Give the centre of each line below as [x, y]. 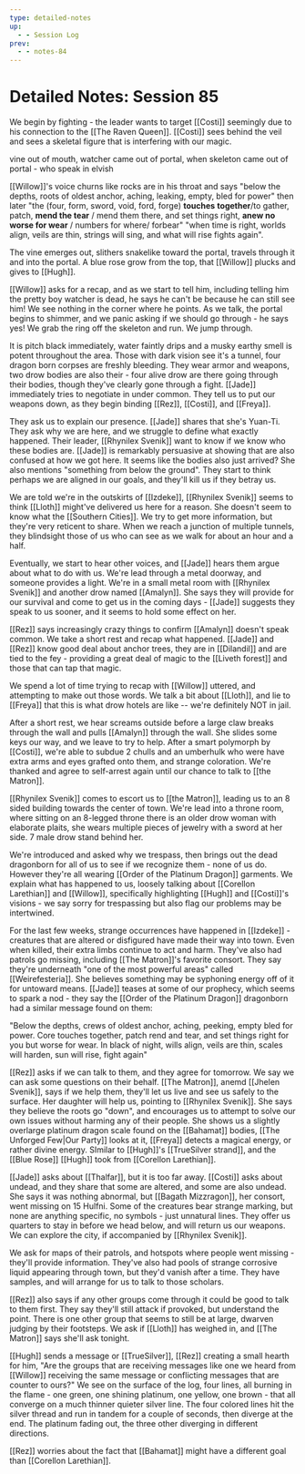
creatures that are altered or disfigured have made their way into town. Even [152, 940]
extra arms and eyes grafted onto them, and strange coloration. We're [140, 762]
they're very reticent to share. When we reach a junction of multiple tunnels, [152, 527]
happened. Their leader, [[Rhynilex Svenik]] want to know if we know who [147, 441]
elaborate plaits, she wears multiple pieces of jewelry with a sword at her [146, 828]
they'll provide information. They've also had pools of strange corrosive [143, 1263]
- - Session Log [48, 35]
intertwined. [32, 913]
